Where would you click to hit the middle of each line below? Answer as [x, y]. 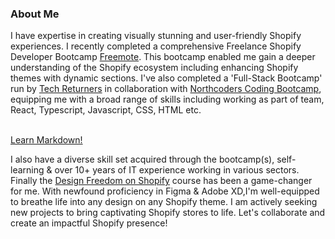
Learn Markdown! [46, 140]
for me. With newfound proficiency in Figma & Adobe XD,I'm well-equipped [165, 191]
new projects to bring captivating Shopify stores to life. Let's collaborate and [168, 213]
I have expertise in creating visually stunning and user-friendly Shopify [156, 36]
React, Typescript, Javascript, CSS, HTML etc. [106, 110]
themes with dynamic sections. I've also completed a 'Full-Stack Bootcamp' [166, 78]
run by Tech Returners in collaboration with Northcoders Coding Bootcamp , [166, 89]
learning [27, 170]
